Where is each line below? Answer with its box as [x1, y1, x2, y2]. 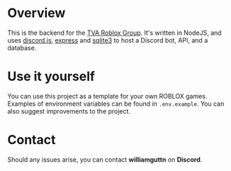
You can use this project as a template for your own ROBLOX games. [7, 92, 208, 100]
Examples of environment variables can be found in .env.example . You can [7, 99, 225, 108]
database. [7, 43, 37, 52]
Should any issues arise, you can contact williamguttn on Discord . [7, 155, 203, 164]
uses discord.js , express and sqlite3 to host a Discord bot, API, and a [7, 35, 208, 44]
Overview [7, 5, 66, 21]
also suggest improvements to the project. [7, 106, 131, 115]
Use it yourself [7, 69, 96, 84]
